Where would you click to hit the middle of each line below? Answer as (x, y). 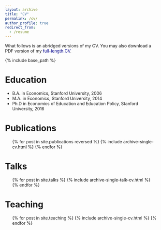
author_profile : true (27, 23)
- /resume (19, 32)
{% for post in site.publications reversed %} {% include (67, 141)
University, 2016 (28, 108)
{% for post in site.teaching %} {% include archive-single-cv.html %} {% (84, 218)
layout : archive (21, 9)
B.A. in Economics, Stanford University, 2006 (57, 93)
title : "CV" (17, 14)
